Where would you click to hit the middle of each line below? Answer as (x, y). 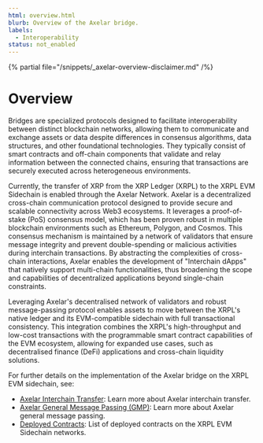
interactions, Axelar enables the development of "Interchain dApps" (137, 261)
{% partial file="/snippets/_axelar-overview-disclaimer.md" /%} (111, 67)
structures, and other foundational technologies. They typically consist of (127, 146)
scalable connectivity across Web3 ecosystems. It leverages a (109, 211)
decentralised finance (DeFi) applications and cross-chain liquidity (116, 352)
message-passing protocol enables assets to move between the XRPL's (124, 310)
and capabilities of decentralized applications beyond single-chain (116, 278)
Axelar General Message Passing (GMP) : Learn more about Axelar (126, 408)
